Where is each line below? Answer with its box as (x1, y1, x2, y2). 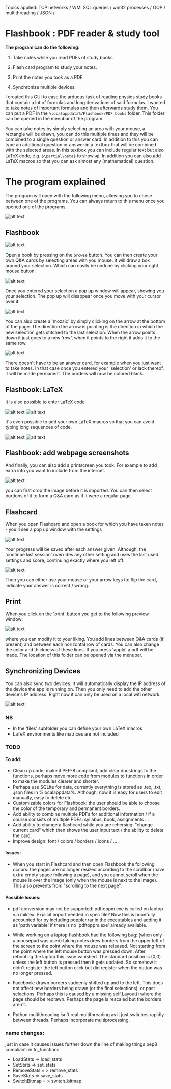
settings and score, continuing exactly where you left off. (5, 557, 125, 563)
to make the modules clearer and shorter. (12, 778, 99, 784)
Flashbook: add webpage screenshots (5, 448, 129, 457)
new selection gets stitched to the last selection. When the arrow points (5, 329, 155, 335)
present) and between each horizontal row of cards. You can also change (5, 641, 159, 647)
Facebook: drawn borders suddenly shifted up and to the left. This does (12, 979, 163, 986)
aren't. (12, 1001, 26, 1007)
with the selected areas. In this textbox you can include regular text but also (5, 147, 164, 153)
